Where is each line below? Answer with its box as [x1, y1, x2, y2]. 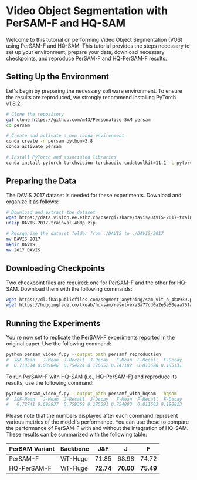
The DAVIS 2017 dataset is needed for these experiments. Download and [6, 192, 182, 199]
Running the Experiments [6, 318, 101, 328]
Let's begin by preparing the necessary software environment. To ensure [6, 87, 183, 95]
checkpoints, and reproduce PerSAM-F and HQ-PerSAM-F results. [6, 55, 167, 62]
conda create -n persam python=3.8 [6, 138, 93, 145]
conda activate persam [6, 144, 62, 150]
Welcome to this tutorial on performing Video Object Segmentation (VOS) [6, 36, 183, 43]
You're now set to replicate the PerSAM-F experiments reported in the [6, 334, 175, 341]
